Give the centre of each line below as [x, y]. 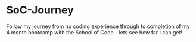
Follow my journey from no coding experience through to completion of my [98, 26]
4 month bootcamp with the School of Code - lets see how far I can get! [94, 32]
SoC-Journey [40, 10]
